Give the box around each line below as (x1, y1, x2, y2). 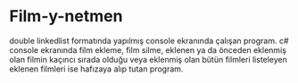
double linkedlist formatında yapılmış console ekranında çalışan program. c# (9, 35, 289, 46)
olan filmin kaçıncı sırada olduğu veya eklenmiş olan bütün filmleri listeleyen (9, 54, 288, 64)
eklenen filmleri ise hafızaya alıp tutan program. (9, 64, 184, 74)
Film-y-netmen (9, 6, 123, 26)
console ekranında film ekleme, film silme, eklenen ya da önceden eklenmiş (9, 44, 287, 55)
